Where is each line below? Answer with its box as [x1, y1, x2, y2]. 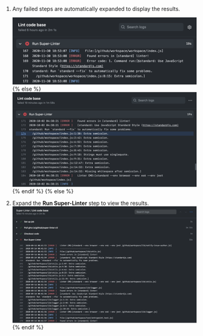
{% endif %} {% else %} [12, 187, 74, 195]
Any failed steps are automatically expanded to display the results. [12, 6, 180, 12]
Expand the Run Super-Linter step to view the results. [12, 199, 149, 207]
